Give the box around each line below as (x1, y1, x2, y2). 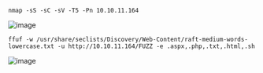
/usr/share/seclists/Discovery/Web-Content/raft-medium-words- (36, 35, 248, 43)
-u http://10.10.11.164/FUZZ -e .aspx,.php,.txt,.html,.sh (57, 42, 256, 50)
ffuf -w (8, 35, 34, 43)
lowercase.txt (8, 42, 55, 50)
